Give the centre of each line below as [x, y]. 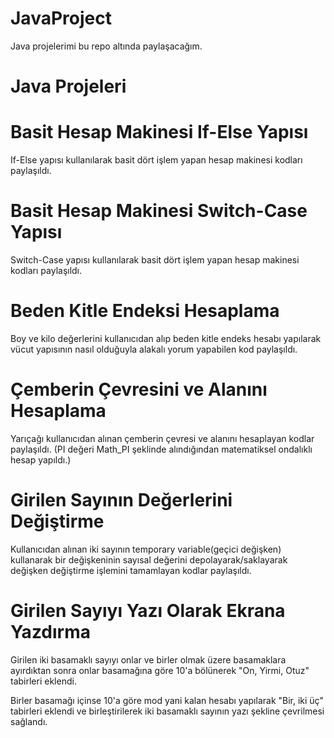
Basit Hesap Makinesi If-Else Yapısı [159, 132]
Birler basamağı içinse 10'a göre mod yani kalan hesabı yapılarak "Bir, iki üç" [167, 700]
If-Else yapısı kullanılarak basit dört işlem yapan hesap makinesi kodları [156, 160]
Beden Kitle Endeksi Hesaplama [145, 311]
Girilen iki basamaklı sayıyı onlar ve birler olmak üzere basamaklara [148, 659]
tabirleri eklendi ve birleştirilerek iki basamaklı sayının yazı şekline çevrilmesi [167, 711]
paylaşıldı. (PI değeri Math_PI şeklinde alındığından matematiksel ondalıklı [161, 449]
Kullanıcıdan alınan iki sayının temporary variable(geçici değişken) [146, 549]
